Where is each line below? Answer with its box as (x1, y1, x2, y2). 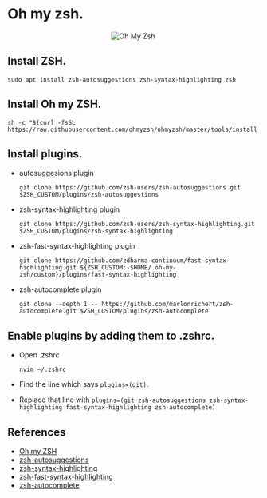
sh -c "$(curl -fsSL (7, 118, 77, 126)
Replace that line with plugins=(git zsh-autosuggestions (18, 395, 206, 404)
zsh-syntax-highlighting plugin (18, 205, 120, 214)
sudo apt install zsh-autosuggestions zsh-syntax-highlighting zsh (7, 75, 237, 84)
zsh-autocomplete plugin (18, 285, 102, 294)
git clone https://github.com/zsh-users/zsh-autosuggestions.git (18, 184, 241, 192)
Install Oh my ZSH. (7, 98, 102, 111)
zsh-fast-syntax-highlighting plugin (18, 241, 135, 251)
